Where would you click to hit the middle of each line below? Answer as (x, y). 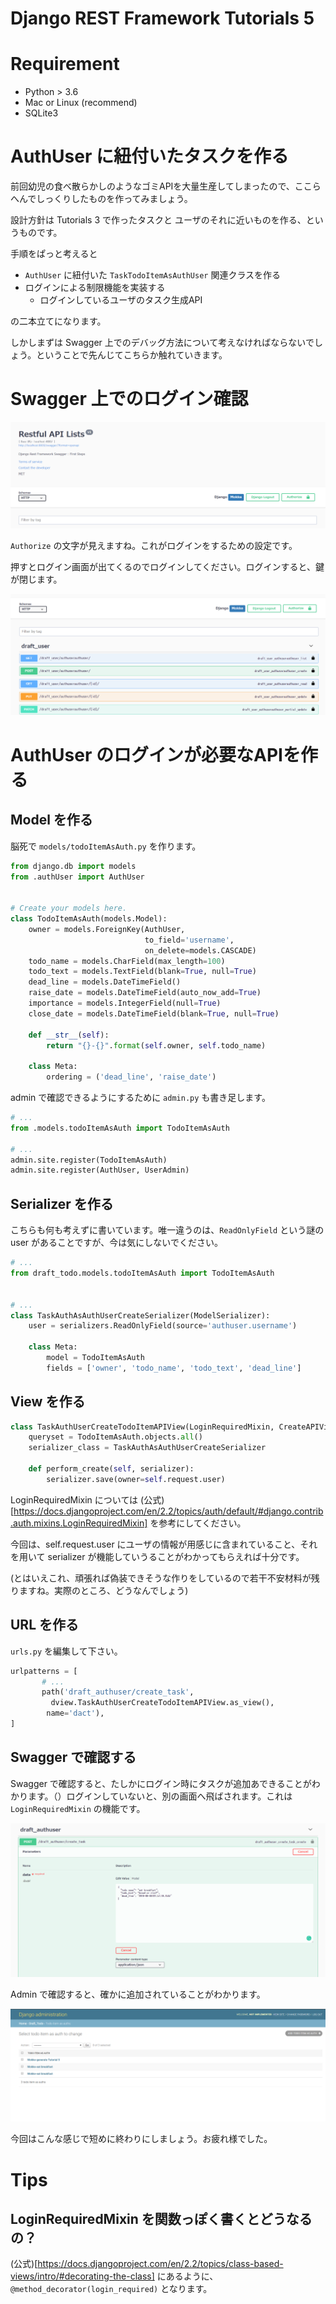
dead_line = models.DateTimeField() (105, 982)
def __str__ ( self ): (69, 1035)
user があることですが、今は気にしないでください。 (116, 1243)
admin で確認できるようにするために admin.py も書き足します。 (140, 1098)
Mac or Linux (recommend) (81, 103)
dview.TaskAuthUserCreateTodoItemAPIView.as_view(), (162, 1703)
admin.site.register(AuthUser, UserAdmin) (100, 1170)
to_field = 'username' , (189, 940)
